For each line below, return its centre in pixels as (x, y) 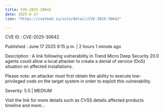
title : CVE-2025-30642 (28, 10)
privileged (15, 81)
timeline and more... (25, 106)
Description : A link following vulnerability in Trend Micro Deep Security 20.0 (82, 56)
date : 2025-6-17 (22, 14)
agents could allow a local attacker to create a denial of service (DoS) (75, 61)
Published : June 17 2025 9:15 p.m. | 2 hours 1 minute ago (63, 47)
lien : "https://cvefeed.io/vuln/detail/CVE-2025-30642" (63, 19)
